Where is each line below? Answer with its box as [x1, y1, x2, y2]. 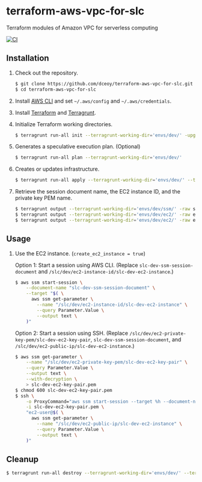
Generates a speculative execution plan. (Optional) [14, 143, 141, 150]
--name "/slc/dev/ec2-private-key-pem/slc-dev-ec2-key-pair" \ [26, 359, 188, 365]
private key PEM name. [14, 194, 72, 202]
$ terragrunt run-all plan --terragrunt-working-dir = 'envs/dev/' [14, 154, 182, 160]
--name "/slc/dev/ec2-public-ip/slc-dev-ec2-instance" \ [37, 421, 182, 427]
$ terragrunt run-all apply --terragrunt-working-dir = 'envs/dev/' [14, 177, 185, 183]
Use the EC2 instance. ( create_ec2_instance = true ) [14, 249, 146, 257]
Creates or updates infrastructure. [14, 165, 100, 172]
